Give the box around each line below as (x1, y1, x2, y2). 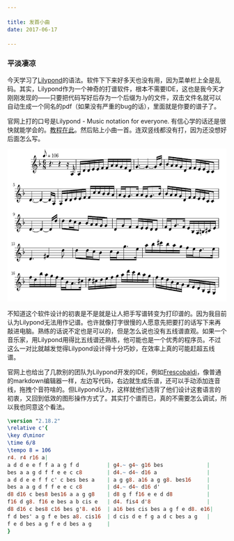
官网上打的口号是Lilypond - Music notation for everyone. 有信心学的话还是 (7, 117, 221, 125)
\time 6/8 (7, 440, 36, 447)
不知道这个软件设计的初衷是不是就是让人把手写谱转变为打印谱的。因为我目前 (7, 309, 227, 318)
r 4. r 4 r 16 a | (7, 454, 49, 461)
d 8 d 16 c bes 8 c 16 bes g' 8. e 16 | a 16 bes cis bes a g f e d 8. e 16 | (7, 506, 214, 513)
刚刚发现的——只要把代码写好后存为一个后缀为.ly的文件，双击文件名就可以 (7, 93, 221, 101)
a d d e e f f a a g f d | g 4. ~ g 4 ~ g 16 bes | (7, 461, 210, 468)
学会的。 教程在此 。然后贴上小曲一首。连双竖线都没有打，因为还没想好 (25, 126, 227, 134)
